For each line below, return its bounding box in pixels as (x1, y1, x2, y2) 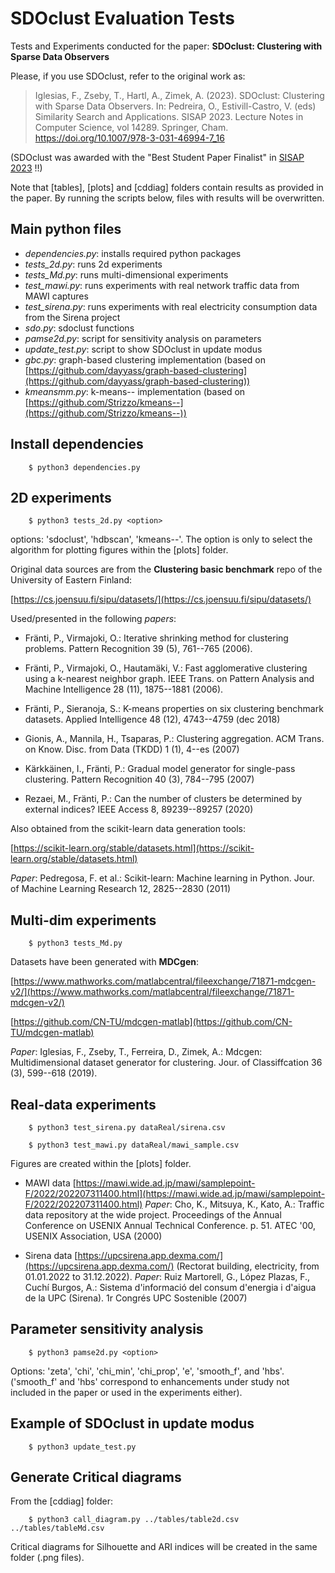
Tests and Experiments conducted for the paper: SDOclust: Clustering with (10, 40, 323, 52)
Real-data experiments (10, 1096, 157, 1113)
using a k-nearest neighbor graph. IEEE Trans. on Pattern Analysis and (24, 673, 315, 685)
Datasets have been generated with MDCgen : (10, 956, 200, 968)
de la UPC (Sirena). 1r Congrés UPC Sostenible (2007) (24, 1292, 248, 1304)
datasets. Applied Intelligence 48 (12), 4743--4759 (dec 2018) (24, 713, 281, 726)
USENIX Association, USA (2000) (24, 1230, 163, 1242)
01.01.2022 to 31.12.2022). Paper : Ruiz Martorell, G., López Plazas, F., (24, 1271, 311, 1282)
